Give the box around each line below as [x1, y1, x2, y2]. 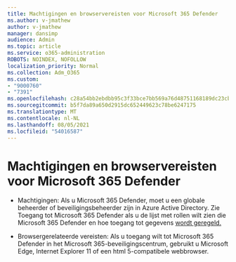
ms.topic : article [7, 43, 61, 50]
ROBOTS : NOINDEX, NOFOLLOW [7, 56, 86, 63]
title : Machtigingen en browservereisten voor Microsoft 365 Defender [7, 10, 218, 18]
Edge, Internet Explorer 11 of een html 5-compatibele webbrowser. [17, 247, 209, 256]
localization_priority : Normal [7, 63, 99, 70]
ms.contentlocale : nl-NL [7, 114, 80, 122]
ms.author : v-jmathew [7, 17, 71, 24]
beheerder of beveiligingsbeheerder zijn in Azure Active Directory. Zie [17, 204, 220, 212]
